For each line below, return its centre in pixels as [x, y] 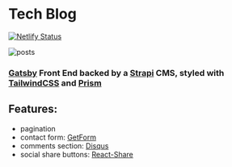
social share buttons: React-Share [76, 154]
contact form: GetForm [58, 137]
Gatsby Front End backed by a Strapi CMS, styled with [116, 73]
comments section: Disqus [64, 145]
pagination [38, 128]
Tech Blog [42, 14]
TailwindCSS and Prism [55, 83]
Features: [33, 109]
